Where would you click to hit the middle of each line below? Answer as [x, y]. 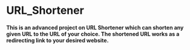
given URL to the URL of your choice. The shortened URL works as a [93, 34]
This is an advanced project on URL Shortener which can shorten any [95, 27]
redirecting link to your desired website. [57, 40]
